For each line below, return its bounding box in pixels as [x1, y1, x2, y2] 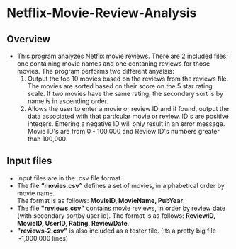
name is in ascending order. [27, 97, 109, 105]
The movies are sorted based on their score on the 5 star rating [27, 82, 213, 90]
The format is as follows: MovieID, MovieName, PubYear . [16, 196, 185, 204]
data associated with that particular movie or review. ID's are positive [27, 112, 230, 120]
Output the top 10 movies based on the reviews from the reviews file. [27, 74, 229, 83]
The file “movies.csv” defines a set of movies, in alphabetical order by [16, 181, 225, 190]
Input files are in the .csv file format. [16, 173, 123, 182]
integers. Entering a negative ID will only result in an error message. [27, 120, 225, 128]
